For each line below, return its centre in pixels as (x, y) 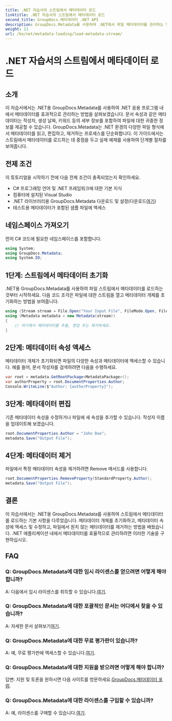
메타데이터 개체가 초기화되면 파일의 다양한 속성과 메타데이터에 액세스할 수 (79, 361)
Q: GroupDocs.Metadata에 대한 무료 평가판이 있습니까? (72, 640)
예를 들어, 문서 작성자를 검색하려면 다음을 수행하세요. (64, 367)
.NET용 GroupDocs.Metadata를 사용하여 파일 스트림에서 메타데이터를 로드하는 (84, 289)
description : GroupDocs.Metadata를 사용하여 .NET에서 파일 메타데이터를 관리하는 (84, 24)
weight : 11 (17, 29)
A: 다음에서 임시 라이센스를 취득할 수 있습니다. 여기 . (56, 591)
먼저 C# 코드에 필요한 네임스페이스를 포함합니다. (53, 238)
